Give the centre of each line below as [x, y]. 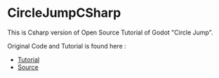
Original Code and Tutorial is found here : [67, 46]
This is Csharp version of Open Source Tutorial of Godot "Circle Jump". [110, 32]
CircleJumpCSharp [64, 13]
